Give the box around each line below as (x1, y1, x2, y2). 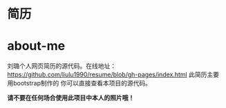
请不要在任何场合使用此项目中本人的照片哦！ (7, 94, 135, 102)
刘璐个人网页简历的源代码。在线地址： (7, 62, 116, 70)
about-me (7, 39, 66, 54)
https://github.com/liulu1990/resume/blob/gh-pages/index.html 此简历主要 (7, 70, 220, 79)
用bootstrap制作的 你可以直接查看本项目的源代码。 (7, 79, 152, 87)
